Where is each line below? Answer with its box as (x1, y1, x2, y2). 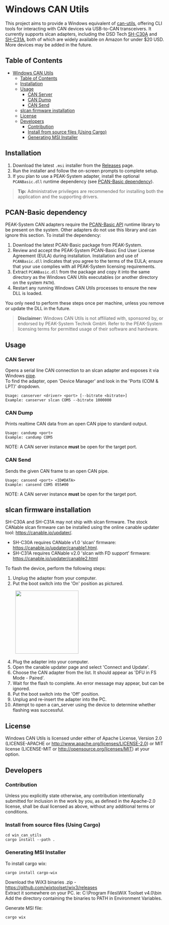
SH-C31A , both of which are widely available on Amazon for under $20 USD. (5, 36, 164, 42)
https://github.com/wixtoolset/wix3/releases (5, 884, 97, 890)
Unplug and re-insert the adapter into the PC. (12, 696, 107, 703)
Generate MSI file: (5, 905, 43, 911)
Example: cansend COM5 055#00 (5, 482, 69, 487)
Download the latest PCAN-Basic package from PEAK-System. (12, 242, 143, 248)
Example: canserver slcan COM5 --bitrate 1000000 (5, 398, 112, 403)
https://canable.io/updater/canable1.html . (12, 545, 98, 551)
